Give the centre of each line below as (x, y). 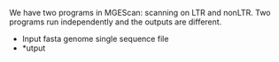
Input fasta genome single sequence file (95, 39)
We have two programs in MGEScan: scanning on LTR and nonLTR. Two (140, 13)
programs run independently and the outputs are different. (116, 22)
